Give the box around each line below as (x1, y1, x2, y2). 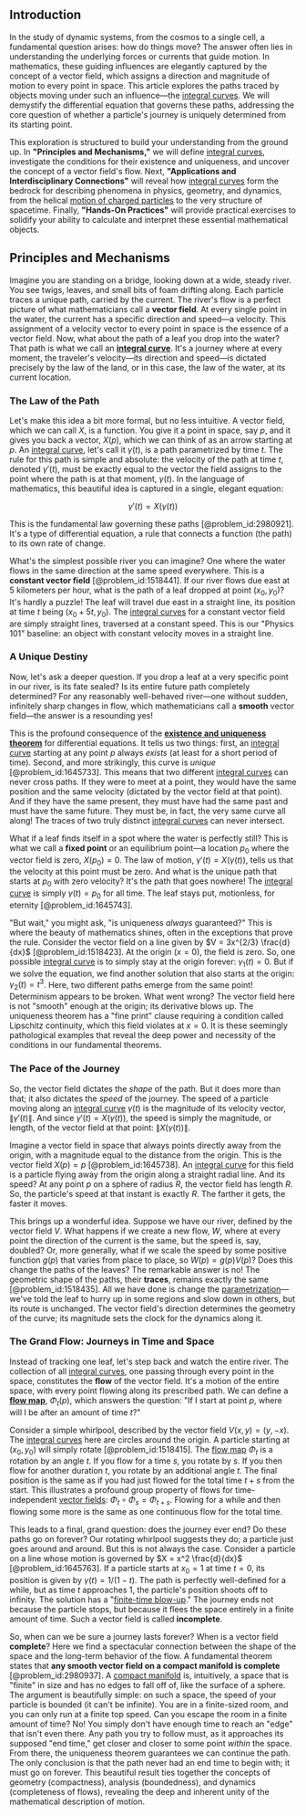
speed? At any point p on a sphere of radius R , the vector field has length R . (9, 1178, 293, 1190)
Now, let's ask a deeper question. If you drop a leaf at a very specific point (9, 671, 289, 682)
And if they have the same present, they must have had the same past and (9, 795, 289, 806)
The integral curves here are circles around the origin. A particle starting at (9, 1433, 290, 1445)
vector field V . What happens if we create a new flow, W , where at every (9, 1225, 280, 1236)
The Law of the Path (9, 394, 100, 407)
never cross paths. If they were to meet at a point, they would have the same (9, 776, 297, 787)
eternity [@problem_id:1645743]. (9, 899, 134, 910)
